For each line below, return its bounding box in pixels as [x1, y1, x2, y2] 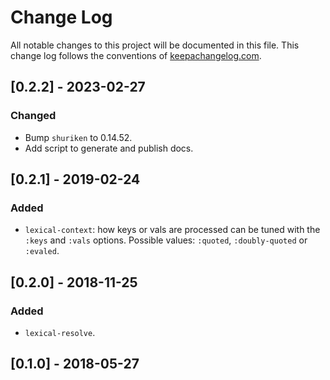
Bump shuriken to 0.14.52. [24, 131, 133, 143]
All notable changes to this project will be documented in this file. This [10, 39, 300, 51]
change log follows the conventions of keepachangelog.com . [10, 49, 262, 61]
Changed [10, 109, 57, 123]
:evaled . [24, 245, 60, 257]
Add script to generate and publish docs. [24, 142, 194, 154]
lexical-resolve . [24, 327, 96, 338]
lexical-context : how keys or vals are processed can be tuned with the [24, 224, 321, 236]
